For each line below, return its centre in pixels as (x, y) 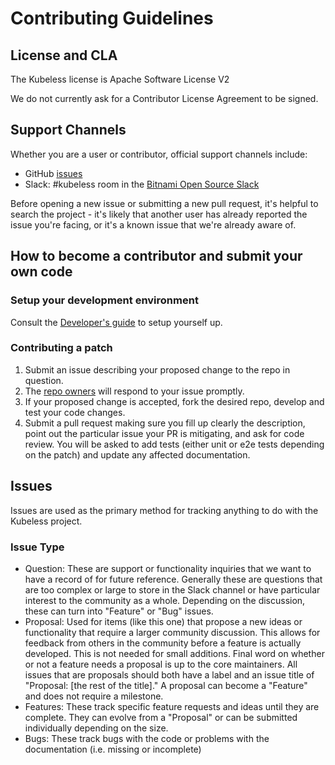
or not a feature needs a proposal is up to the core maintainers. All (161, 664)
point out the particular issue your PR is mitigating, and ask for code (164, 433)
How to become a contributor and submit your (156, 256)
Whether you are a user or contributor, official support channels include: (159, 154)
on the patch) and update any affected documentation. (137, 454)
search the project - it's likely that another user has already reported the (159, 214)
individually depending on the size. (96, 728)
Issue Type (37, 547)
